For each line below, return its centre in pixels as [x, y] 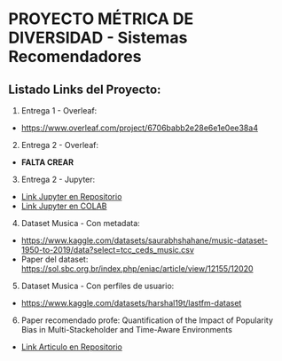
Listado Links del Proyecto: [85, 89]
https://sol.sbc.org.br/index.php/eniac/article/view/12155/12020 [137, 269]
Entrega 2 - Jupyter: [58, 179]
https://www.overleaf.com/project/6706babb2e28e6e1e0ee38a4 [140, 128]
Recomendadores [75, 57]
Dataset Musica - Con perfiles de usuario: [98, 286]
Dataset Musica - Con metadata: [81, 223]
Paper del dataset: [55, 259]
